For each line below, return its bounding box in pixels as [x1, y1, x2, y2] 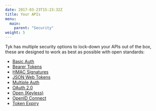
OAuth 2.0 [12, 85, 33, 90]
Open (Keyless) [12, 90, 44, 96]
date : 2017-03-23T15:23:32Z [5, 7, 63, 12]
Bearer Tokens [12, 64, 42, 70]
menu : [5, 16, 16, 21]
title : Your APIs [5, 12, 41, 17]
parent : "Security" [14, 26, 54, 31]
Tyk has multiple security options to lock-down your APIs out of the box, [5, 44, 152, 49]
